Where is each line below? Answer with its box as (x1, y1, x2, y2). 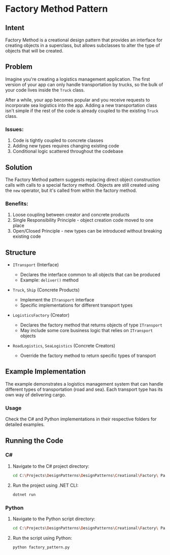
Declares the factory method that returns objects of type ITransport (20, 322, 162, 328)
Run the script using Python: (12, 535, 72, 541)
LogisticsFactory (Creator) (12, 312, 70, 318)
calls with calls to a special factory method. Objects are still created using (5, 182, 159, 188)
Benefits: (5, 200, 29, 207)
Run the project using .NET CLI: (12, 482, 79, 488)
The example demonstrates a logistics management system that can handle (5, 381, 163, 387)
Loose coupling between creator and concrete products (12, 212, 130, 218)
